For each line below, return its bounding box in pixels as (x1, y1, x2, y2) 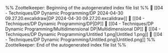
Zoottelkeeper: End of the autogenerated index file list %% (5, 42, 126, 47)
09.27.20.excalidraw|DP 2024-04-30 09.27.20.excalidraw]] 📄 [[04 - (5, 15, 145, 21)
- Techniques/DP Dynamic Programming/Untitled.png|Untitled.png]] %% (5, 36, 155, 42)
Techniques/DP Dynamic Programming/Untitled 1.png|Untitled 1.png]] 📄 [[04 (5, 31, 163, 37)
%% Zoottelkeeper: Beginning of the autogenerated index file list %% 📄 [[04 (5, 5, 163, 10)
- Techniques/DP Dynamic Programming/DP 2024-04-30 (5, 10, 124, 16)
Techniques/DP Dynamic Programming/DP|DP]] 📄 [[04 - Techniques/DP (5, 20, 154, 26)
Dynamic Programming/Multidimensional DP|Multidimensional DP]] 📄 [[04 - (5, 26, 161, 32)
